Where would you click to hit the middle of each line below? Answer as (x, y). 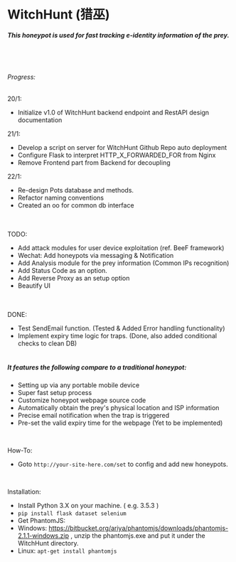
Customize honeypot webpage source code (82, 400)
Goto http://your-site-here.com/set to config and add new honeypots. (123, 464)
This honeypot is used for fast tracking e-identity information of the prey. (118, 35)
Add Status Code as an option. (63, 271)
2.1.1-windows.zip (43, 536)
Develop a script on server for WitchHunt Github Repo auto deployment (122, 148)
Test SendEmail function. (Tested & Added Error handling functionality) (121, 328)
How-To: (20, 450)
